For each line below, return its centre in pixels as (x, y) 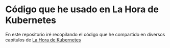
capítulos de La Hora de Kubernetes (43, 40)
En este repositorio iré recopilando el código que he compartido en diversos (85, 34)
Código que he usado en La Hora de (82, 9)
